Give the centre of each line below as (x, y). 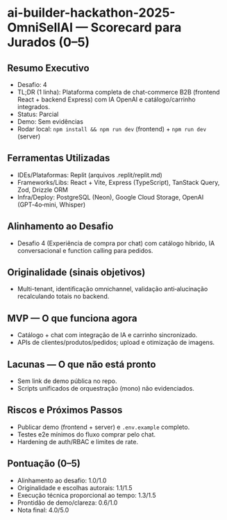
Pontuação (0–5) (44, 464)
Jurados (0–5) (49, 42)
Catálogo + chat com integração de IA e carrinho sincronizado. (107, 335)
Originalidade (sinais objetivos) (76, 273)
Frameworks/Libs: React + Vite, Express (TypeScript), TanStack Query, (118, 182)
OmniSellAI (40, 27)
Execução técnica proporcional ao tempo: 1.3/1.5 (86, 495)
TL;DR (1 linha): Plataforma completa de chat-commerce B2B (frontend (118, 92)
